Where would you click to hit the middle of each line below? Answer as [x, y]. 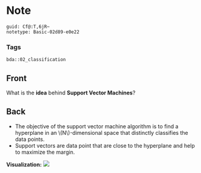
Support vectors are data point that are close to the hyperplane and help [105, 145]
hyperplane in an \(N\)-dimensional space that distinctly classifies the [101, 132]
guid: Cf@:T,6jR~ [28, 27]
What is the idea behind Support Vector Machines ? [71, 93]
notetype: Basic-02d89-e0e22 [43, 32]
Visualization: [24, 165]
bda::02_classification [36, 60]
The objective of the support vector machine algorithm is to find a [97, 126]
